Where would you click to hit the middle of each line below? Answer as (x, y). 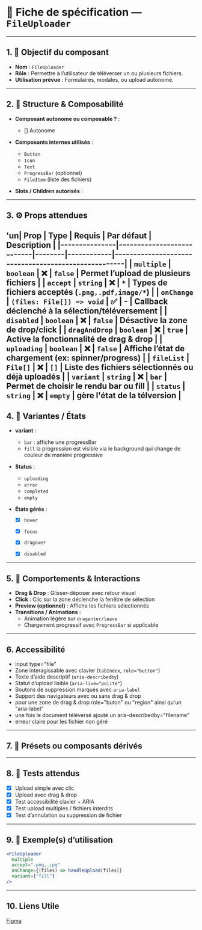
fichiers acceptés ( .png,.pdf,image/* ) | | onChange (100, 292)
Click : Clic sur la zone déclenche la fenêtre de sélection (85, 599)
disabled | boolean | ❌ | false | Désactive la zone (97, 320)
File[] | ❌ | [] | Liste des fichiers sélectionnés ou (100, 367)
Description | (31, 245)
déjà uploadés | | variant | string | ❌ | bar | (87, 377)
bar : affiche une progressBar (60, 442)
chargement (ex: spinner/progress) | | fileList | (98, 358)
